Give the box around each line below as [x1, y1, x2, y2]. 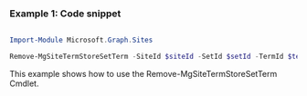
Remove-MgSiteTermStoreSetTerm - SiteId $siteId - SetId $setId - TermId [9, 53, 284, 62]
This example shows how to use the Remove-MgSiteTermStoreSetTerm [9, 69, 278, 80]
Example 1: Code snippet [9, 7, 122, 20]
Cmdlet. [9, 78, 39, 89]
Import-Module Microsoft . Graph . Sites [9, 35, 153, 45]
